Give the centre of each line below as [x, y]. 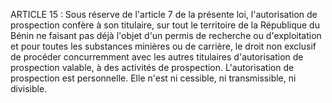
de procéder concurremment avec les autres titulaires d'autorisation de [157, 57]
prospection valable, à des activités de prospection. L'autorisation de [152, 67]
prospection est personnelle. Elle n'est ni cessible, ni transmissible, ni [153, 78]
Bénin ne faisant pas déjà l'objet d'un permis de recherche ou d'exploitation [166, 35]
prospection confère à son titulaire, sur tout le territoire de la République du [165, 25]
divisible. [29, 88]
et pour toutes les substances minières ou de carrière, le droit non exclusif [163, 46]
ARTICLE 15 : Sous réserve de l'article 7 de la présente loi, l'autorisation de [164, 14]
